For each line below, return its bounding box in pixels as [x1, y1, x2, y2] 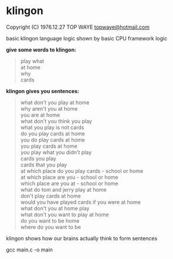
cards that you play [20, 161, 67, 168]
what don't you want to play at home [20, 211, 109, 218]
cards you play [20, 155, 57, 162]
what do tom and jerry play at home [20, 186, 107, 193]
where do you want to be [20, 223, 81, 230]
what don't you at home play [20, 205, 90, 212]
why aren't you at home [20, 105, 78, 112]
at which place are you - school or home [20, 173, 118, 180]
